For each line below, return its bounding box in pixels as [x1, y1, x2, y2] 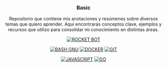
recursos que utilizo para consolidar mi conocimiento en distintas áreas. [8, 27, 159, 33]
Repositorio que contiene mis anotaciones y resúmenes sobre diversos [9, 16, 158, 22]
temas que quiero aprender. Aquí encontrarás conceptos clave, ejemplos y [5, 21, 162, 27]
